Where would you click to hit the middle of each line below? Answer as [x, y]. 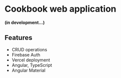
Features [18, 38]
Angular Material [29, 70]
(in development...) [25, 22]
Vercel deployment [31, 60]
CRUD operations [29, 49]
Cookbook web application [60, 9]
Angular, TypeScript [32, 65]
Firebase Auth [26, 55]
